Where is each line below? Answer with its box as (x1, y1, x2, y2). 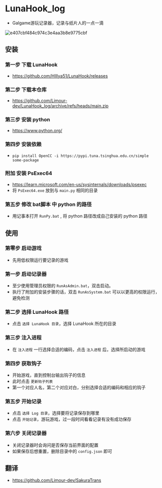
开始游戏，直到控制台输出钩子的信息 (12, 372, 86, 378)
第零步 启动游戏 (5, 245, 42, 252)
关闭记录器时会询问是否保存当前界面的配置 (12, 442, 99, 448)
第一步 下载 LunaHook (5, 61, 58, 68)
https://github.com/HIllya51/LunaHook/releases (12, 73, 108, 79)
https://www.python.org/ (12, 128, 62, 134)
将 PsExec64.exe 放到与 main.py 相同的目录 (12, 187, 98, 193)
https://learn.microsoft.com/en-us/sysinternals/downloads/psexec (12, 181, 147, 188)
